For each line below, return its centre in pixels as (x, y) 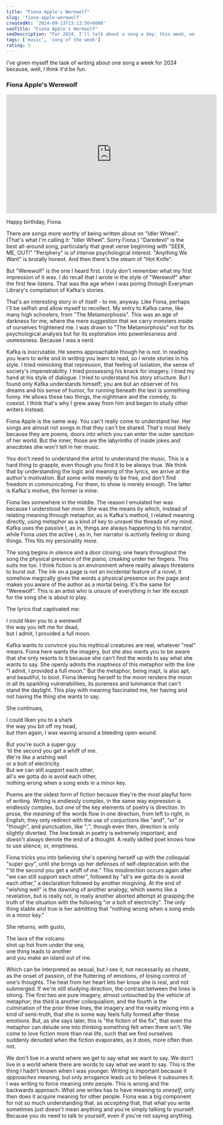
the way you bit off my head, (41, 726)
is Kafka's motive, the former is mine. (52, 491)
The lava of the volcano (35, 939)
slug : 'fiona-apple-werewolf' (44, 17)
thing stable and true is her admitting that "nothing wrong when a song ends (101, 909)
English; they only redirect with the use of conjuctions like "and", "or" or (95, 820)
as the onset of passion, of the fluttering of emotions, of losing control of (96, 976)
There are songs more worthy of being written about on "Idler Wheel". (93, 233)
